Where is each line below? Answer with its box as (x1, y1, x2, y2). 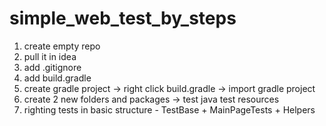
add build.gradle (23, 72, 92, 84)
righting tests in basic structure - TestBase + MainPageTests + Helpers (23, 103, 316, 116)
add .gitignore (23, 61, 82, 73)
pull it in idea (23, 50, 77, 62)
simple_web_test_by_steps (9, 7, 237, 30)
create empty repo (23, 40, 101, 52)
